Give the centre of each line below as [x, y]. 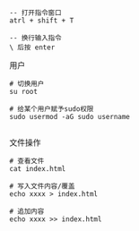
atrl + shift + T [42, 21]
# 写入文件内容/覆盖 [42, 186]
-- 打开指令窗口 [35, 13]
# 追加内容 [27, 211]
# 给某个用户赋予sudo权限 [52, 109]
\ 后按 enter [32, 47]
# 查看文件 [27, 161]
